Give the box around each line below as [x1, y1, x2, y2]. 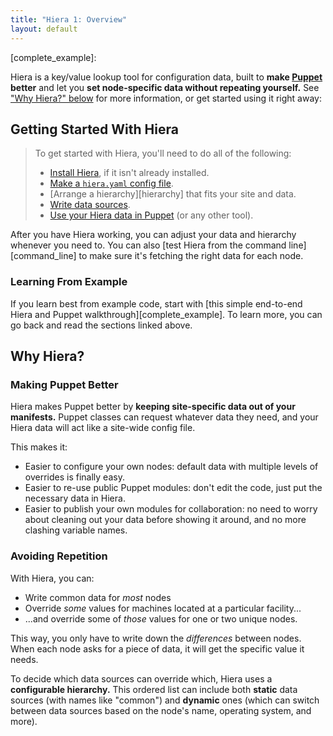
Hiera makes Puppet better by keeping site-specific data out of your [10, 401, 296, 413]
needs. [10, 653, 39, 665]
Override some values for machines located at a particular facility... [24, 602, 302, 614]
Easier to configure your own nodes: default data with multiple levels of [24, 461, 319, 473]
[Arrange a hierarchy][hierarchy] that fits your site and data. [49, 188, 297, 200]
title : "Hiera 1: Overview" [10, 14, 128, 25]
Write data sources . [49, 199, 131, 211]
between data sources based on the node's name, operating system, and [10, 704, 312, 716]
